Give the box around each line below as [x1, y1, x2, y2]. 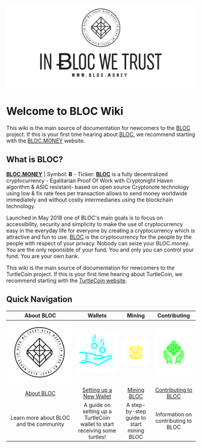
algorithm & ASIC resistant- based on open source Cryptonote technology [6, 183, 189, 191]
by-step [125, 408, 146, 415]
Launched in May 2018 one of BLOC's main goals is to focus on [6, 214, 164, 221]
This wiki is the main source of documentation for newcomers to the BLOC [6, 124, 191, 131]
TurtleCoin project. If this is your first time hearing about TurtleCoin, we [6, 270, 183, 278]
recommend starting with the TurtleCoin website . [6, 277, 127, 284]
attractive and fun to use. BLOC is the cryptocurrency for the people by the [6, 233, 192, 241]
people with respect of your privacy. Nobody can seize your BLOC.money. [6, 239, 190, 247]
